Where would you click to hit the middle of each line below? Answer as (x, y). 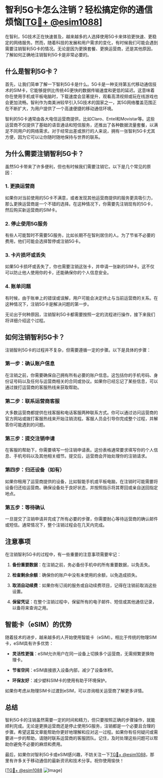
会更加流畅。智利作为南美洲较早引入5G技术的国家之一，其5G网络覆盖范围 (79, 102)
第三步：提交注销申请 (30, 439)
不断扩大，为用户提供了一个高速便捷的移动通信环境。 (62, 108)
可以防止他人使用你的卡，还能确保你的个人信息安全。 (58, 273)
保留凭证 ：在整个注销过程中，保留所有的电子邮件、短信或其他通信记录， (84, 602)
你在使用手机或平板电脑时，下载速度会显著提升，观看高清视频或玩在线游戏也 (81, 96)
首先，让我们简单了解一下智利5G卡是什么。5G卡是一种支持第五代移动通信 (79, 84)
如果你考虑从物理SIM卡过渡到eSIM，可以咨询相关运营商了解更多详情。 (76, 691)
